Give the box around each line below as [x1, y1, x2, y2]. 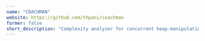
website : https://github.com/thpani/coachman [6, 14, 124, 20]
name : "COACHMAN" [6, 8, 51, 15]
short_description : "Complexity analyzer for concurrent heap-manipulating [6, 25, 203, 32]
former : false [6, 20, 43, 26]
